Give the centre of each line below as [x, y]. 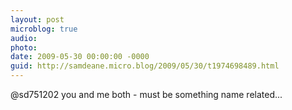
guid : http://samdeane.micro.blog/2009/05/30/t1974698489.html [145, 66]
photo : [24, 47]
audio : [24, 38]
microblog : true [44, 29]
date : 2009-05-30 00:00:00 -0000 [80, 57]
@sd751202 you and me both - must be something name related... [146, 94]
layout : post [37, 19]
